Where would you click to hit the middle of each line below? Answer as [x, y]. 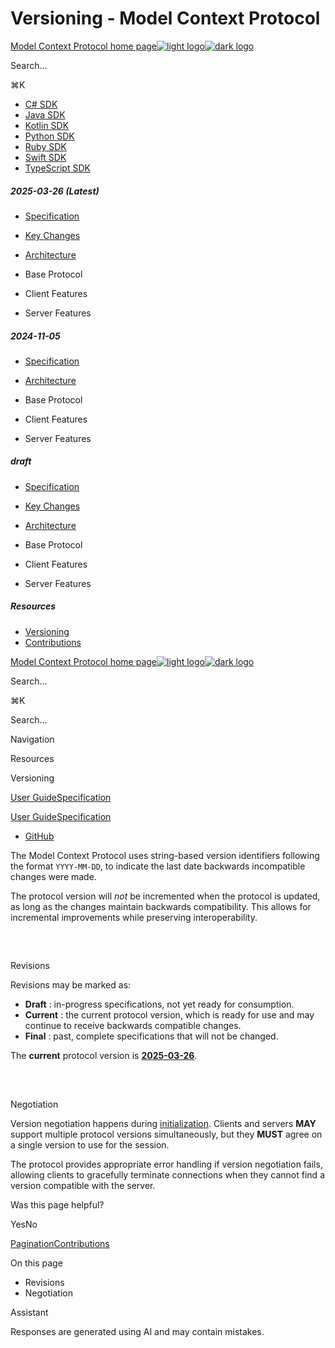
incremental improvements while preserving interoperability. [134, 917]
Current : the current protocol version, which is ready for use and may [169, 1015]
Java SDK [45, 114]
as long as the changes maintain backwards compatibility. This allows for [161, 906]
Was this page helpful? [57, 1204]
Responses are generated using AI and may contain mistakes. [137, 1331]
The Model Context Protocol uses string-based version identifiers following [165, 855]
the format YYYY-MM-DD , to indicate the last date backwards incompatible [158, 866]
